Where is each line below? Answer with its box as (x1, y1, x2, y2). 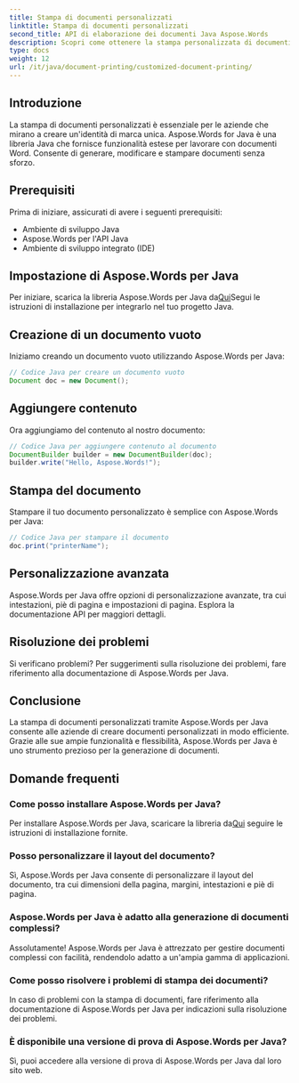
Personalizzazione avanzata (9, 566, 169, 581)
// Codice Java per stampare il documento (9, 533, 169, 543)
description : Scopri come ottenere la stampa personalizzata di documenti (9, 37, 293, 47)
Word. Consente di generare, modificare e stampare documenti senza (9, 148, 265, 158)
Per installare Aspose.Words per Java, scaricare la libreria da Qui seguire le (9, 818, 283, 828)
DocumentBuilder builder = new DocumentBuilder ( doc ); (9, 450, 214, 459)
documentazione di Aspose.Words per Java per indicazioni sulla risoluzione (9, 1003, 287, 1014)
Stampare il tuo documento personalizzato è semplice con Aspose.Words (9, 506, 279, 517)
